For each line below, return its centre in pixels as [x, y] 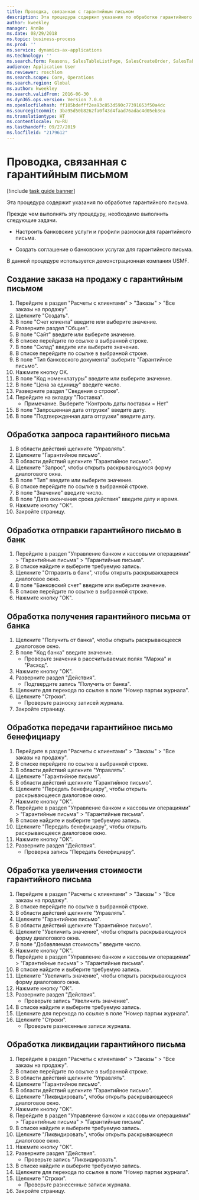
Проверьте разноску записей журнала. [74, 703]
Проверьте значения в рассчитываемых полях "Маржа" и [97, 659]
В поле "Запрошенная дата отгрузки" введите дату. [81, 409]
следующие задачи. [32, 220]
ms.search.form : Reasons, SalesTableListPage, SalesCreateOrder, [89, 61]
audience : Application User [41, 67]
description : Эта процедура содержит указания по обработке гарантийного [99, 17]
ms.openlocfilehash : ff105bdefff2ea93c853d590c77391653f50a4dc [86, 105]
